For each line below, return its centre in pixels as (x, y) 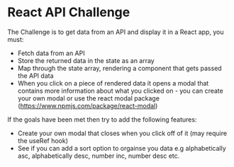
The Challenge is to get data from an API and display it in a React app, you (116, 32)
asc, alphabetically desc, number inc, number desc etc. (99, 156)
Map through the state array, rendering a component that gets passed (119, 68)
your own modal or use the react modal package (88, 98)
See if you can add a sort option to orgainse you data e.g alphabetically (122, 148)
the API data (35, 76)
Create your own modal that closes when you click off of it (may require (122, 133)
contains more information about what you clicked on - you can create (120, 91)
